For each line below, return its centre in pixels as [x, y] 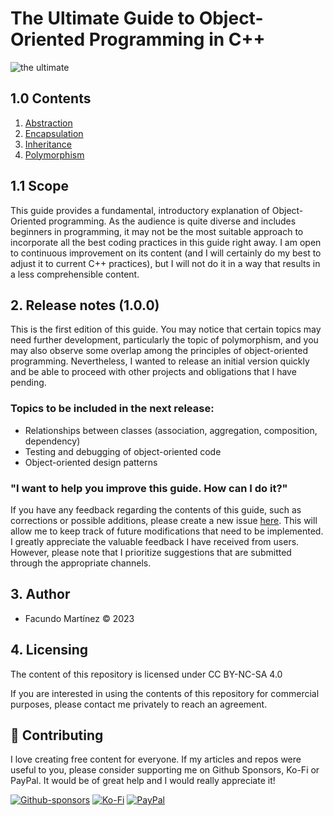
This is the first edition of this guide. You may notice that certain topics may [166, 329]
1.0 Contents [51, 98]
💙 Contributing [57, 735]
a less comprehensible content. [75, 274]
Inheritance [48, 144]
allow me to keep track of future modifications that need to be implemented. [167, 531]
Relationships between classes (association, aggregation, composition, [171, 430]
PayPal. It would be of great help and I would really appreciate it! [143, 781]
